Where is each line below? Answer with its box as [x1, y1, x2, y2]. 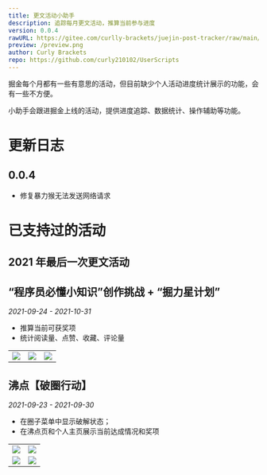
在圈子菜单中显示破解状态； [19, 417, 111, 426]
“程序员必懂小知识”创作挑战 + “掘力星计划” [8, 285, 221, 298]
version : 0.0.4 [8, 26, 59, 34]
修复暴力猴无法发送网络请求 [19, 190, 111, 200]
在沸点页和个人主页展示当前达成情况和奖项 [19, 426, 160, 436]
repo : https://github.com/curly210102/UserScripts [8, 56, 180, 64]
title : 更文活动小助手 [8, 11, 75, 20]
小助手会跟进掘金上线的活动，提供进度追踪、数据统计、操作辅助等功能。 [8, 105, 245, 115]
